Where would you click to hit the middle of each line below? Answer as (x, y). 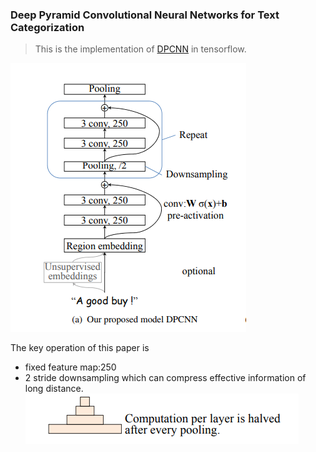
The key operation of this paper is (80, 348)
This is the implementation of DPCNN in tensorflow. (140, 49)
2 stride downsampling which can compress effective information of (165, 378)
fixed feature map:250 (70, 367)
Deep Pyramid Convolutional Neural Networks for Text (145, 15)
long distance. (54, 389)
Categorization (47, 27)
